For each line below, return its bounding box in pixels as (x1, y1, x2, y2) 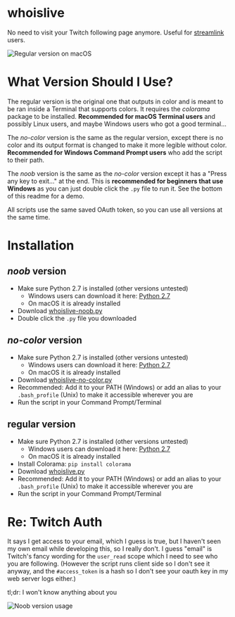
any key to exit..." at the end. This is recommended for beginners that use (7, 177, 224, 185)
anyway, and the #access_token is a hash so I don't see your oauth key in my (7, 567, 229, 575)
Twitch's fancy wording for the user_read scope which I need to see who (7, 552, 218, 561)
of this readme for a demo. (7, 191, 84, 200)
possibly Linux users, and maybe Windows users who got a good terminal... (7, 120, 227, 128)
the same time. (7, 212, 51, 221)
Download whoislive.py (17, 466, 85, 476)
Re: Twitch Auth (7, 514, 103, 530)
